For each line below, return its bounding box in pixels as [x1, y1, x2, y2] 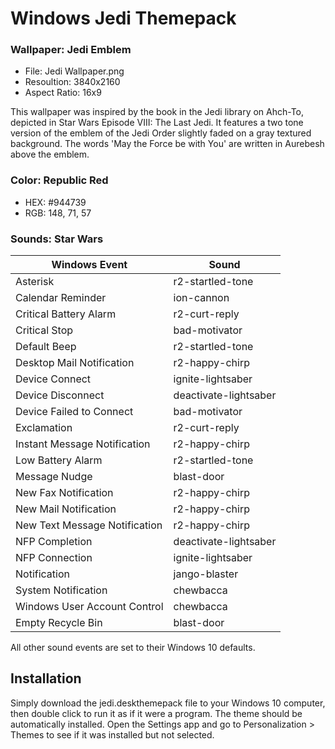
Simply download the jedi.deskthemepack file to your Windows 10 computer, [10, 697, 326, 709]
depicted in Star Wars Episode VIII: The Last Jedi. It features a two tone [10, 117, 304, 129]
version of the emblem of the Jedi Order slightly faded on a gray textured [10, 127, 312, 139]
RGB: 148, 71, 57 [24, 207, 92, 219]
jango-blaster [173, 567, 239, 581]
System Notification [15, 583, 108, 597]
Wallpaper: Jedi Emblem [10, 43, 132, 57]
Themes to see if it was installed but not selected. [10, 728, 215, 741]
